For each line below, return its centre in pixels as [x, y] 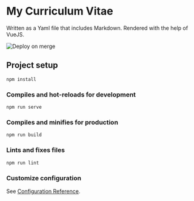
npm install [21, 79]
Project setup [32, 65]
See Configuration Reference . [43, 191]
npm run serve [24, 107]
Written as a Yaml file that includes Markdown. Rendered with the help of [97, 28]
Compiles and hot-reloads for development [71, 94]
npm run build [24, 135]
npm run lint [23, 163]
